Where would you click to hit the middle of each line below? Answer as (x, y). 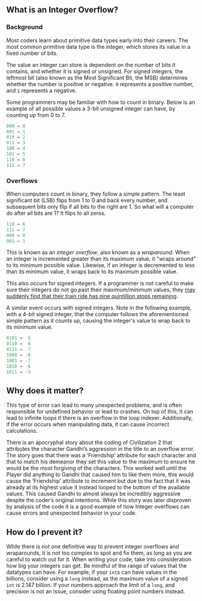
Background (25, 27)
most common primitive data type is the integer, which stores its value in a (99, 46)
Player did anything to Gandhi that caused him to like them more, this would (100, 475)
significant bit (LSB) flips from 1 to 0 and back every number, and (87, 200)
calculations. (22, 431)
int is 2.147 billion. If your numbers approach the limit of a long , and (90, 585)
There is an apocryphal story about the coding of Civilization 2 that (89, 442)
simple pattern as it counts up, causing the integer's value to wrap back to (99, 321)
